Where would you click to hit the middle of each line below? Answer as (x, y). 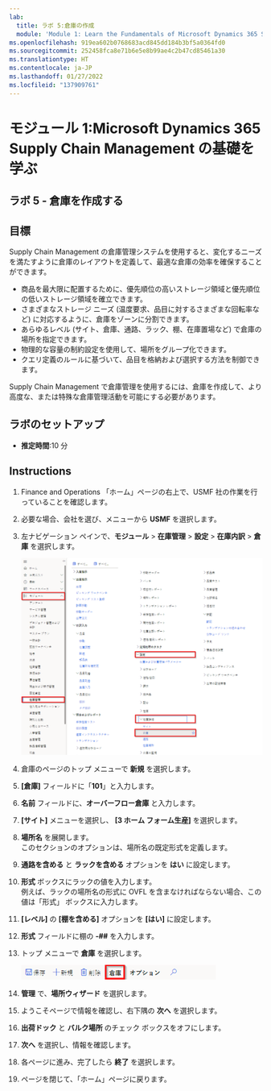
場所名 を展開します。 (57, 837)
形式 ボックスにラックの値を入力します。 (88, 882)
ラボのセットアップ (57, 424)
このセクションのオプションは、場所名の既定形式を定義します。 (126, 848)
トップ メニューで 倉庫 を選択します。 (83, 953)
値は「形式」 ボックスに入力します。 (81, 902)
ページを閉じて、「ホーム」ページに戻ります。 (96, 1079)
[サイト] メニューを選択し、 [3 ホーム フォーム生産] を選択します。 (131, 820)
